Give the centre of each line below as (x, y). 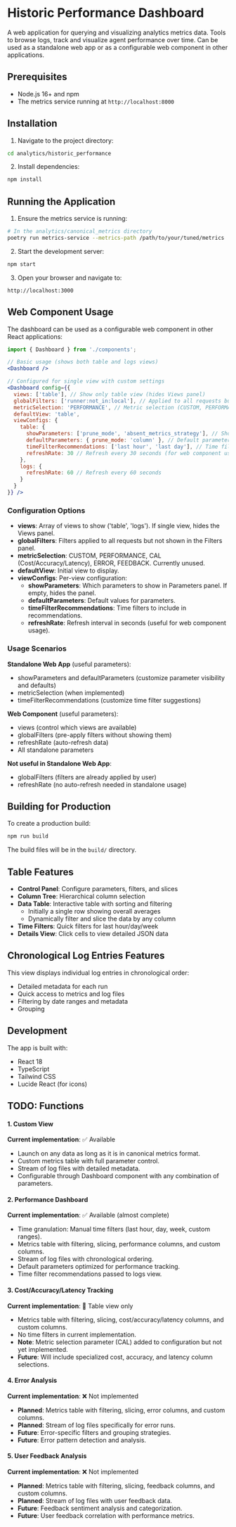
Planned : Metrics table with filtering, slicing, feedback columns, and (116, 1486)
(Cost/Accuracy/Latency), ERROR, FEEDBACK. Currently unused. (111, 563)
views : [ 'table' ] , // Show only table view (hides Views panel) (110, 394)
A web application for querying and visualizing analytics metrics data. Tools (117, 32)
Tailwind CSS (37, 1076)
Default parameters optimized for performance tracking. (99, 1267)
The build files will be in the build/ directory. (72, 850)
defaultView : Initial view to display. (68, 570)
